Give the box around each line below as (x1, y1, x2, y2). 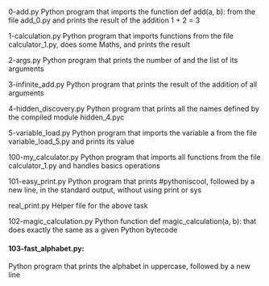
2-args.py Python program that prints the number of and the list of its (8, 56, 238, 65)
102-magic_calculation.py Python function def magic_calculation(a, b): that (8, 217, 257, 225)
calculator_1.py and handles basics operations (8, 161, 161, 170)
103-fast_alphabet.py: (8, 243, 85, 253)
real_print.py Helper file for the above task (8, 201, 148, 210)
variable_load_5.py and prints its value (8, 137, 135, 146)
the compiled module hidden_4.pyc (8, 112, 125, 122)
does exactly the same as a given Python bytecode (8, 225, 178, 234)
